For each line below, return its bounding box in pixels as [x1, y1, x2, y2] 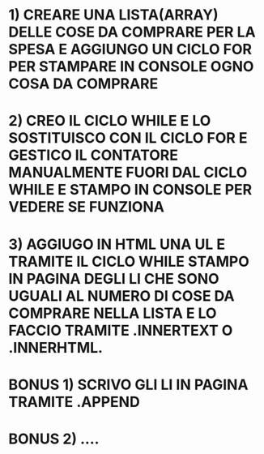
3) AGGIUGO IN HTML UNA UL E [8, 235, 225, 253]
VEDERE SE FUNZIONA [8, 198, 164, 216]
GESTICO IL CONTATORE [8, 146, 178, 165]
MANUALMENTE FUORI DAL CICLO [8, 164, 248, 182]
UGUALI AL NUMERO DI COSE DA [8, 286, 235, 305]
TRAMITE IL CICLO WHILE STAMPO [8, 252, 249, 271]
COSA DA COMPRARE [8, 75, 159, 93]
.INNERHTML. [8, 338, 104, 357]
